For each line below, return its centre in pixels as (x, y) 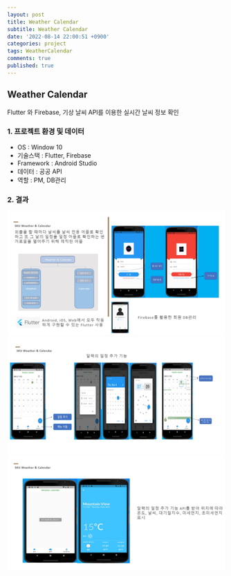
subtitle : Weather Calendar (48, 29)
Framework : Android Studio (57, 163)
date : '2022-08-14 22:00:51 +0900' (58, 37)
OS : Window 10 (40, 147)
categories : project (37, 44)
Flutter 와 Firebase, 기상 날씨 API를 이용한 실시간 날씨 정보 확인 (93, 112)
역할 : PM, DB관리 (42, 180)
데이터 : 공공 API (39, 171)
